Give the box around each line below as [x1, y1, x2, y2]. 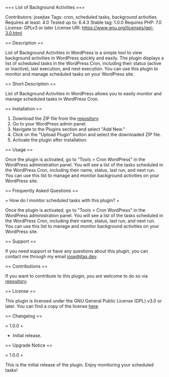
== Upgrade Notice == [5, 342, 53, 348]
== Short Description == [5, 81, 57, 87]
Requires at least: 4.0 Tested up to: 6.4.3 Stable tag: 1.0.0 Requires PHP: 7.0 [5, 20, 162, 25]
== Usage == [5, 147, 33, 153]
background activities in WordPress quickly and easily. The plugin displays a [5, 55, 164, 61]
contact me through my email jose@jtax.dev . [5, 254, 98, 259]
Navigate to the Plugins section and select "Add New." [12, 126, 125, 132]
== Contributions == [5, 263, 48, 269]
